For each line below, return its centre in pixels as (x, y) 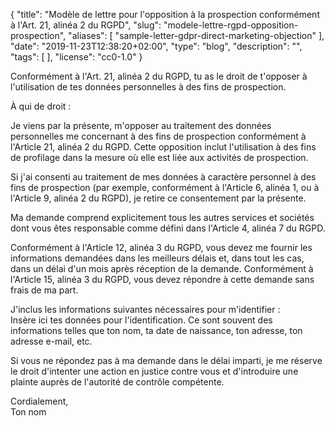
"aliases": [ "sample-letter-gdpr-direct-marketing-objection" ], (196, 35)
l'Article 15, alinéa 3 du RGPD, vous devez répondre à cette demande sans (162, 279)
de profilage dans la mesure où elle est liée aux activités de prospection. (159, 157)
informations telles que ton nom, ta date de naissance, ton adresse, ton (156, 330)
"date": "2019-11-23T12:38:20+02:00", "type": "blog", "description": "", (156, 46)
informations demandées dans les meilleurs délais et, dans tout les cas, (157, 258)
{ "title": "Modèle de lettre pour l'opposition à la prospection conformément (165, 14)
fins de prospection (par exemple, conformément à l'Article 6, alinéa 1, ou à (165, 187)
